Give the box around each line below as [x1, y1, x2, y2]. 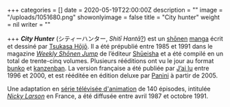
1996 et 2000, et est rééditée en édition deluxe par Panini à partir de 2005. [7, 71, 218, 80]
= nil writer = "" [7, 21, 51, 28]
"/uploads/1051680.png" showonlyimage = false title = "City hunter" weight [7, 13, 220, 21]
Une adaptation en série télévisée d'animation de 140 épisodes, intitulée [7, 85, 211, 93]
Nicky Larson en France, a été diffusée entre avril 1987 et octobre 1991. [7, 92, 209, 100]
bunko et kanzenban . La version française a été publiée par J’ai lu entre [7, 64, 209, 72]
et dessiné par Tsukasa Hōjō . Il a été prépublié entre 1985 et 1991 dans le [7, 43, 213, 50]
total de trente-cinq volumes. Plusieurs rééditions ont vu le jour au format [7, 57, 214, 64]
